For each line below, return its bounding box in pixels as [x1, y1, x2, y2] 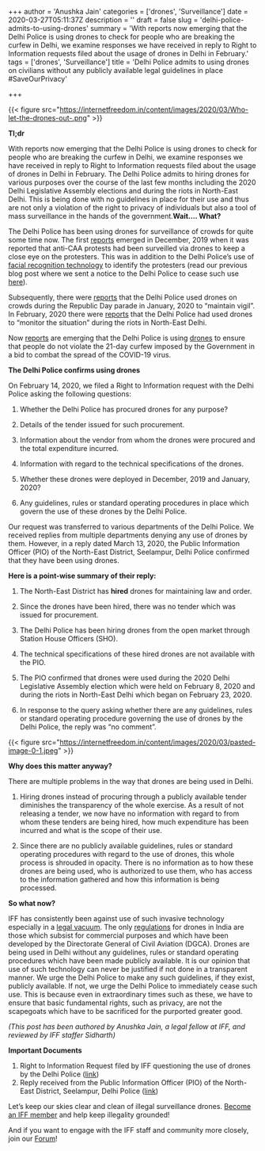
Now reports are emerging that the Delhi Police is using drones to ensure [8, 333, 245, 342]
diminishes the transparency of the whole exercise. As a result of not [19, 801, 244, 809]
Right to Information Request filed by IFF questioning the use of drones [19, 1061, 251, 1070]
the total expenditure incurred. [19, 444, 119, 453]
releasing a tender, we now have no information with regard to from [19, 809, 240, 818]
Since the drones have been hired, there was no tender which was [19, 602, 236, 611]
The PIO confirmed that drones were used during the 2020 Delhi [19, 673, 230, 683]
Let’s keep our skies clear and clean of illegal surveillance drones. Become [8, 1102, 252, 1111]
